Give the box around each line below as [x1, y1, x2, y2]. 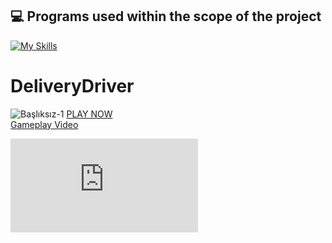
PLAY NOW [66, 108, 113, 120]
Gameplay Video [10, 118, 79, 130]
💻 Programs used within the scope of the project [10, 8, 322, 25]
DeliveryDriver [10, 75, 135, 97]
